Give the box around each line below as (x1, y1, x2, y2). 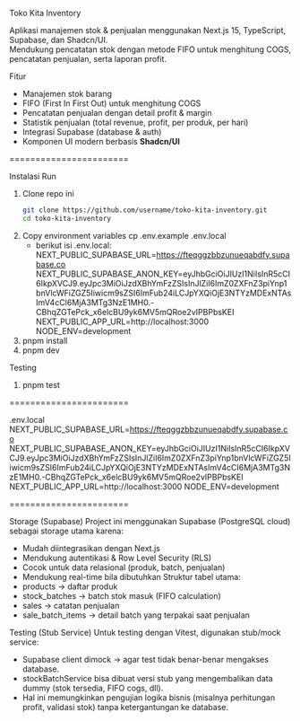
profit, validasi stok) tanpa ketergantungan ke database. (21, 701, 229, 712)
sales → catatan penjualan (21, 600, 120, 611)
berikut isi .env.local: (35, 240, 112, 251)
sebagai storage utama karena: (9, 525, 124, 536)
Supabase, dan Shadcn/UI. (9, 35, 108, 45)
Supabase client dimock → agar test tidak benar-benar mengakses (21, 654, 269, 664)
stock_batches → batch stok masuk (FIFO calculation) (21, 590, 221, 601)
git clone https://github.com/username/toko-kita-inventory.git (21, 206, 268, 215)
